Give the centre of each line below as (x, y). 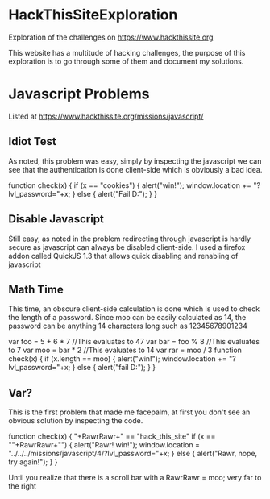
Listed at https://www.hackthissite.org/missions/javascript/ (106, 116)
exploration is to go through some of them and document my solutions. (126, 61)
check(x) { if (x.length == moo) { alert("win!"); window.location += (118, 359)
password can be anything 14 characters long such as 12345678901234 (128, 326)
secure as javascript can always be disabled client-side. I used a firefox (127, 247)
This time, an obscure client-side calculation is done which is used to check (134, 309)
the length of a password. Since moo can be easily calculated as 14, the (127, 318)
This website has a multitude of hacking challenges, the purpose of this (127, 52)
